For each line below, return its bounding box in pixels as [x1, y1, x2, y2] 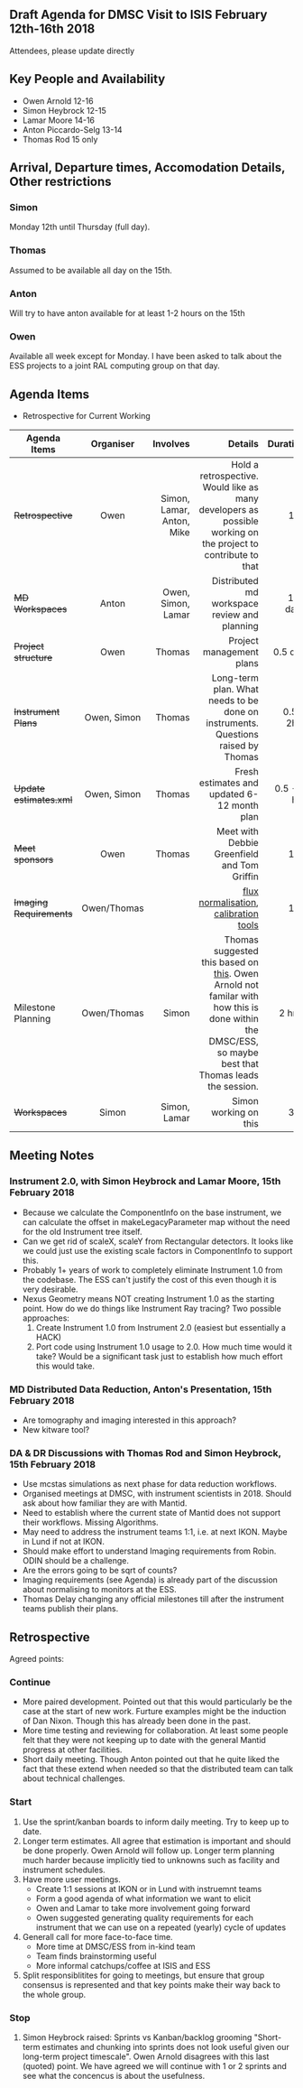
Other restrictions [9, 174, 112, 190]
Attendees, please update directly [9, 45, 135, 56]
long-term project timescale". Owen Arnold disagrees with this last [22, 2051, 270, 2062]
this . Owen [213, 968, 259, 980]
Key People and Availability [9, 71, 166, 87]
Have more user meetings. [22, 1873, 122, 1885]
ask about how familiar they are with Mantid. [22, 1498, 188, 1508]
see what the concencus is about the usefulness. [22, 2071, 206, 2081]
